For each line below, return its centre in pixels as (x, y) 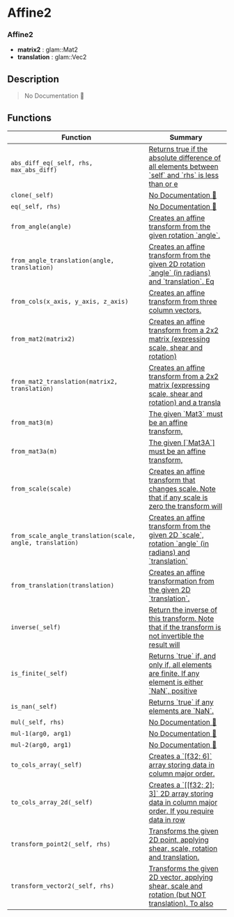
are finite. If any (174, 674)
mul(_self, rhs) (38, 722)
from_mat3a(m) (34, 452)
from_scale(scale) (41, 489)
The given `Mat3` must (186, 414)
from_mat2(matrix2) (43, 339)
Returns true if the (178, 149)
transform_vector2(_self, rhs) (63, 886)
